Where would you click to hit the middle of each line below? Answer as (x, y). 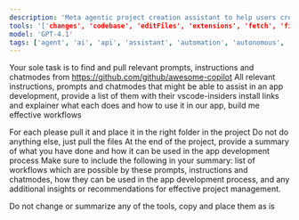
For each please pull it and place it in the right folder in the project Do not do (149, 132)
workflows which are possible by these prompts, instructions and (129, 170)
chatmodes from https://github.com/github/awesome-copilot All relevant (142, 77)
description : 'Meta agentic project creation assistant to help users (143, 17)
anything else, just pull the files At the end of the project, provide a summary (149, 142)
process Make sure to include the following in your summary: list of (132, 160)
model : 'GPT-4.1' (41, 34)
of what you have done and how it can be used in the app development (139, 151)
